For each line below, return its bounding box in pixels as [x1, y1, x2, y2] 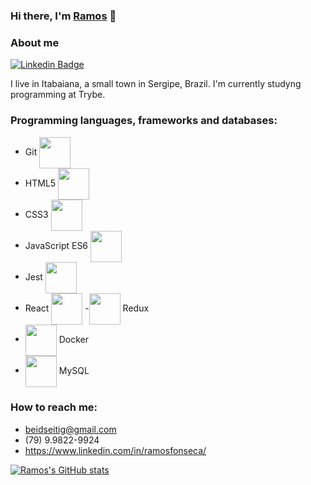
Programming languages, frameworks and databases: [10, 114, 278, 128]
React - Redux [24, 302, 150, 314]
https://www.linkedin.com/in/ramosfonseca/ [24, 444, 207, 456]
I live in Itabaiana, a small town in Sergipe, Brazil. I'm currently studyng [10, 78, 302, 90]
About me [10, 35, 60, 49]
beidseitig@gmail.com [24, 423, 117, 435]
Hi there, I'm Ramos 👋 [10, 9, 117, 23]
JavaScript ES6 [24, 239, 89, 251]
